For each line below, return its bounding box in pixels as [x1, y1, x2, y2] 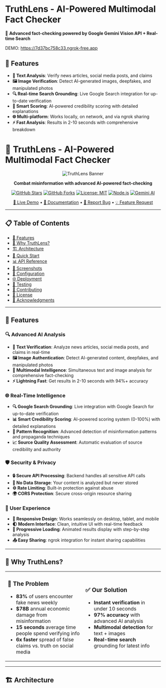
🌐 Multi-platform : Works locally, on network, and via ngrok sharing [12, 114, 150, 119]
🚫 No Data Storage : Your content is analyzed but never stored [12, 480, 138, 486]
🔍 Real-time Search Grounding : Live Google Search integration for [12, 90, 150, 97]
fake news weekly [16, 599, 58, 606]
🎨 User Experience [5, 504, 50, 511]
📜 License [12, 292, 33, 298]
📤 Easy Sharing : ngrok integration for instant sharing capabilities [12, 537, 146, 543]
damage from [16, 611, 47, 618]
